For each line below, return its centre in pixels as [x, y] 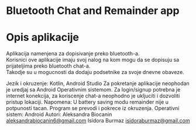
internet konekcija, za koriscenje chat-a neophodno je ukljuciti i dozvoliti [93, 96]
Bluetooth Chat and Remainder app [93, 11]
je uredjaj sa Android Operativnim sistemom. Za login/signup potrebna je [93, 90]
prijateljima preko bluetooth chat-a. [48, 66]
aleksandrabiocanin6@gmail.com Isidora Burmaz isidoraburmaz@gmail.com [98, 121]
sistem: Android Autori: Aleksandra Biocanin [59, 114]
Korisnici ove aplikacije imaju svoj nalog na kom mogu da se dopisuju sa [93, 60]
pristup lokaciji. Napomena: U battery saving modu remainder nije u [87, 102]
